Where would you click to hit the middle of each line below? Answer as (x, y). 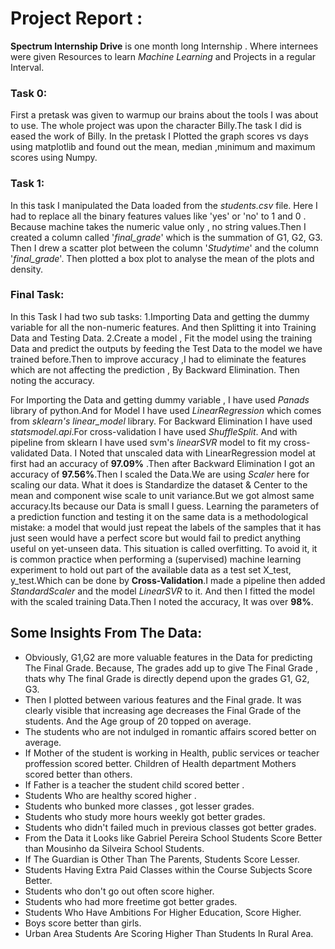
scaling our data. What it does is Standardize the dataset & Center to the (159, 484)
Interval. (27, 67)
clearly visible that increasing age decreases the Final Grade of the (163, 710)
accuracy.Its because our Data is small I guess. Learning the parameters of (165, 506)
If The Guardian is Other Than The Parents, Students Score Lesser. (162, 859)
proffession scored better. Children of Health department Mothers (160, 763)
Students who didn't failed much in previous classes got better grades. (170, 827)
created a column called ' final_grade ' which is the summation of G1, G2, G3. (166, 237)
